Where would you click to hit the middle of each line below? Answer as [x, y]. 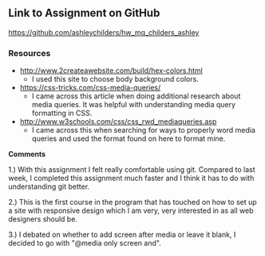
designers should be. [43, 219]
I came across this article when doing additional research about [136, 96]
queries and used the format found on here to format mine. [129, 138]
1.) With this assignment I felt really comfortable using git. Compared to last [132, 170]
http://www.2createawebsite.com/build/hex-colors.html [111, 70]
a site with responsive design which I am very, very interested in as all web [131, 210]
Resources [30, 53]
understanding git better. [49, 186]
